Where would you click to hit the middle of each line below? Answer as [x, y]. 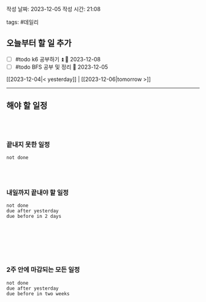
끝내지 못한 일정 [28, 144]
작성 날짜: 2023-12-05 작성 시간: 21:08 [54, 9]
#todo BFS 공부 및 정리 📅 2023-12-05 [62, 67]
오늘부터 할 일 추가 [39, 43]
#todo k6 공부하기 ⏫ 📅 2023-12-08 [58, 59]
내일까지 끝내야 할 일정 [38, 192]
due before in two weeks [38, 293]
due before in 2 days [34, 217]
